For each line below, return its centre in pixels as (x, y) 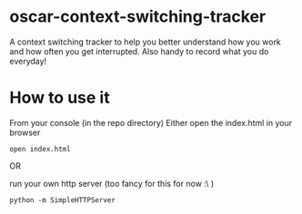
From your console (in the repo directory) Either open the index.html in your (151, 122)
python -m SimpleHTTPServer (63, 200)
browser (25, 132)
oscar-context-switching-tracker (138, 17)
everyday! (28, 61)
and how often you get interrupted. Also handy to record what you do (139, 51)
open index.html (40, 149)
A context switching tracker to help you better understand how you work (146, 42)
